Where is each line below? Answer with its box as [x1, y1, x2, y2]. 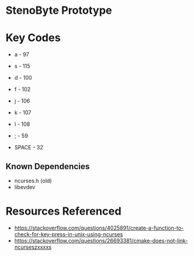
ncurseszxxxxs [14, 243, 52, 251]
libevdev [14, 183, 35, 191]
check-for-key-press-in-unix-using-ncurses [14, 230, 123, 237]
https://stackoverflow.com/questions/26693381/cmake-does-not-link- [14, 237, 188, 244]
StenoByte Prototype [5, 4, 112, 17]
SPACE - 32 [14, 144, 44, 151]
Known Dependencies [5, 161, 90, 171]
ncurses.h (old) [14, 177, 52, 184]
